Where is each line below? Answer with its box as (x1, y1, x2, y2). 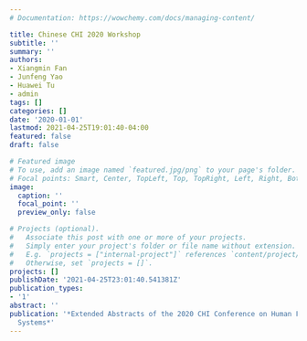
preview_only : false (17, 208, 96, 218)
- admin (9, 89, 39, 99)
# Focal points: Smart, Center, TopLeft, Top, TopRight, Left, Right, (9, 174, 284, 183)
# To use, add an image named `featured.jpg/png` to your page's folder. (9, 165, 297, 175)
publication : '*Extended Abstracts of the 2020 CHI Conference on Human (9, 309, 292, 318)
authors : (9, 56, 43, 65)
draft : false (9, 141, 59, 150)
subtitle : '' (9, 38, 59, 48)
